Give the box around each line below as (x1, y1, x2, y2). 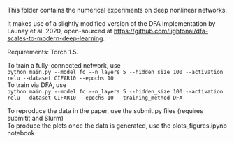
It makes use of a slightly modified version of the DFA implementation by (7, 20, 216, 27)
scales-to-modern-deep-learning (7, 34, 103, 43)
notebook (7, 129, 35, 137)
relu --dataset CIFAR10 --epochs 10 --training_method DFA (7, 94, 183, 101)
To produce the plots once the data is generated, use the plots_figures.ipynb (7, 121, 227, 130)
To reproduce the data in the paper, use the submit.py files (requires (7, 107, 204, 114)
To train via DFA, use (7, 81, 67, 89)
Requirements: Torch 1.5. (7, 48, 78, 56)
